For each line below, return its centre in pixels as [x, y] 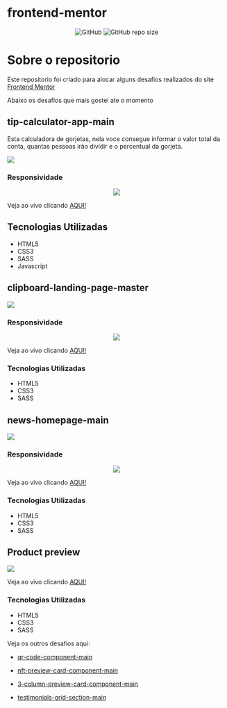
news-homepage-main [58, 420]
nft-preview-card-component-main [67, 670]
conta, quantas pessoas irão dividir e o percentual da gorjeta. [95, 146]
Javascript [32, 266]
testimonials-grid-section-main [61, 697]
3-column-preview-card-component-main [78, 684]
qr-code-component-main [54, 657]
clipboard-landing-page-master [78, 288]
